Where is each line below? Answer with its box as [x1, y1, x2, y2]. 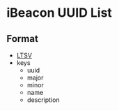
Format [6, 33, 39, 45]
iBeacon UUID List [6, 5, 113, 21]
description [26, 96, 60, 104]
